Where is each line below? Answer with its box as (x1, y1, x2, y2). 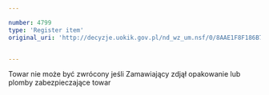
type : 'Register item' (8, 26, 84, 34)
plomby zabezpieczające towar (8, 77, 111, 88)
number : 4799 (8, 18, 52, 26)
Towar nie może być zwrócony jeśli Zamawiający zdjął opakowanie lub (8, 69, 241, 79)
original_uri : (8, 34, 56, 42)
